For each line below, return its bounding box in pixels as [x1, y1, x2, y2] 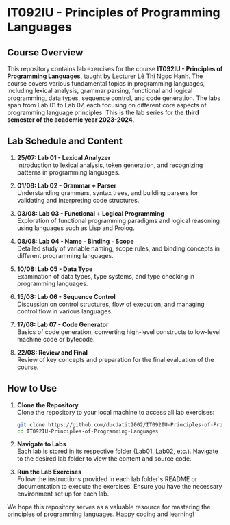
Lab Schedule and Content [7, 136, 123, 147]
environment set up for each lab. [16, 489, 110, 498]
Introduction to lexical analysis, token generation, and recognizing [16, 161, 203, 169]
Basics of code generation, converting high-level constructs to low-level [16, 327, 221, 336]
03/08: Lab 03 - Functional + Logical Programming [16, 209, 164, 217]
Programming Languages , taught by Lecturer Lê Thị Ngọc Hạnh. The [7, 72, 203, 80]
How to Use [7, 383, 57, 394]
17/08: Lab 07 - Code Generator [16, 320, 109, 329]
